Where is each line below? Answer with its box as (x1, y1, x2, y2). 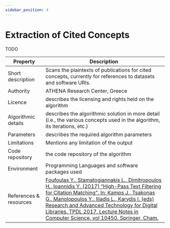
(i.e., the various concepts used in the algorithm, (45, 116, 160, 123)
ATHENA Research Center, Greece (45, 87, 127, 94)
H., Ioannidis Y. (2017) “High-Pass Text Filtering (45, 183, 161, 190)
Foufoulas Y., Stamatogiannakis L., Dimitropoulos (45, 176, 162, 184)
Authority (8, 87, 30, 94)
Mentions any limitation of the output (45, 139, 133, 146)
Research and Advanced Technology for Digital (45, 202, 158, 209)
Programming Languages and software (45, 162, 138, 169)
